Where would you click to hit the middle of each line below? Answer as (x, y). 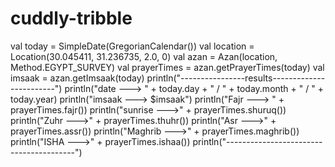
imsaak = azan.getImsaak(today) (77, 78)
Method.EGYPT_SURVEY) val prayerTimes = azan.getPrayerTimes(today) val (167, 67)
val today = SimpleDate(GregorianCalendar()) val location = (132, 46)
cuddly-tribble (71, 18)
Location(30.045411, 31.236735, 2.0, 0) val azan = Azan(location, (144, 56)
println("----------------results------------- (236, 78)
